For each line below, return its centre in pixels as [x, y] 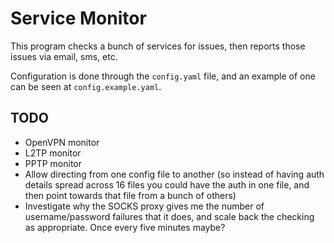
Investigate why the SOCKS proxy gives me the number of [144, 206]
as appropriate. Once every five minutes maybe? [125, 227]
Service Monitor [78, 18]
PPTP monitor [53, 163]
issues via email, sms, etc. [64, 56]
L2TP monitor [53, 153]
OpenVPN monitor [62, 142]
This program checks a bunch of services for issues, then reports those [158, 46]
